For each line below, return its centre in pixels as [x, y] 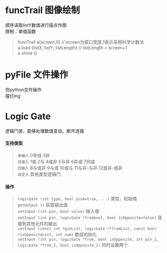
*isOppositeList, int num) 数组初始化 [57, 234]
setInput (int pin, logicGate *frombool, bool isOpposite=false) [87, 218]
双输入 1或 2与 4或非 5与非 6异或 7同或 [56, 162]
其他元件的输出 [42, 224]
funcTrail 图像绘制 [42, 10]
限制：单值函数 [20, 31]
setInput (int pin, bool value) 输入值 [58, 211]
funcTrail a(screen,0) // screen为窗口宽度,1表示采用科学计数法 [80, 42]
